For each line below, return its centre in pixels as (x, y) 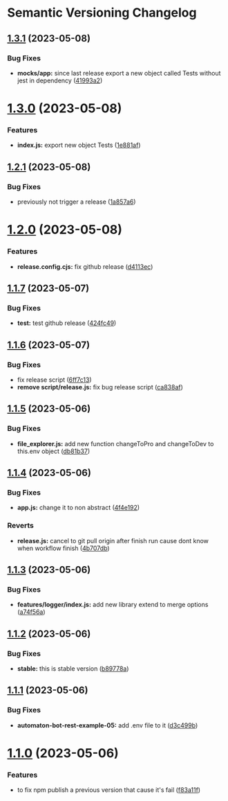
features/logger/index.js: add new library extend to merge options (113, 605)
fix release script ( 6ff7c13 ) (54, 380)
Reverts (21, 526)
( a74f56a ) (31, 612)
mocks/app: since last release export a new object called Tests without (119, 73)
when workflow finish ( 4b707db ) (63, 548)
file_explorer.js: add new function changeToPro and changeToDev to (115, 443)
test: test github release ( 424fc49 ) (67, 323)
